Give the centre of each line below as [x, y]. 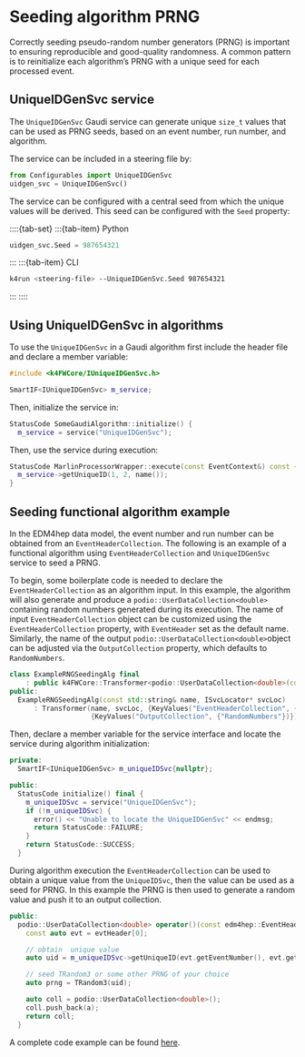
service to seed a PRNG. [55, 563]
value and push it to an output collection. [85, 899]
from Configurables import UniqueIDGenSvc [91, 175]
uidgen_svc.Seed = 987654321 [64, 245]
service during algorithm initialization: [79, 744]
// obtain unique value [73, 950]
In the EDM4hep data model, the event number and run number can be [142, 534]
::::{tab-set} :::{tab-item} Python [69, 229]
